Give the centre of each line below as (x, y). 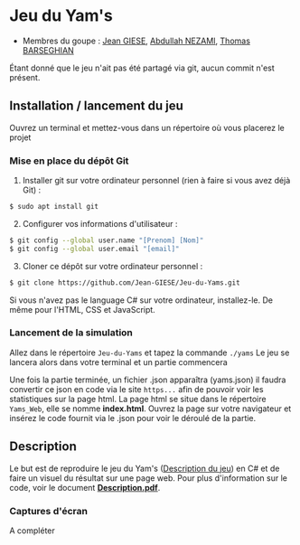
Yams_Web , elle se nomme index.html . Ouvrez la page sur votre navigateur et (150, 409)
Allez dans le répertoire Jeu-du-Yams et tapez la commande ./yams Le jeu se (150, 352)
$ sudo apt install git (54, 207)
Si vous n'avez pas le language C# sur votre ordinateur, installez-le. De (141, 300)
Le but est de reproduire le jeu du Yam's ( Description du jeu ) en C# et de (145, 468)
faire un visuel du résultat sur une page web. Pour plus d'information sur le (148, 478)
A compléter (33, 531)
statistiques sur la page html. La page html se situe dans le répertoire (138, 399)
